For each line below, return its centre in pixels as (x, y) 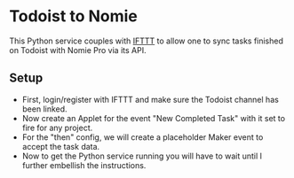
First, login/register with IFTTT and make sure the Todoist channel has (151, 99)
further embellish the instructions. (84, 165)
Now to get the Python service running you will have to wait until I (142, 156)
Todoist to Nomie (73, 16)
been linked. (45, 109)
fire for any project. (57, 128)
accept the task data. (61, 146)
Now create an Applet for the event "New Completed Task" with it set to (154, 118)
